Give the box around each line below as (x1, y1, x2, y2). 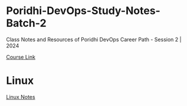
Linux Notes (6, 93, 35, 100)
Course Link (6, 53, 35, 60)
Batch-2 (6, 16, 47, 30)
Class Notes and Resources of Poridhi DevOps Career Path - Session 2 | (6, 36, 182, 43)
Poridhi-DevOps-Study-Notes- (6, 4, 160, 18)
